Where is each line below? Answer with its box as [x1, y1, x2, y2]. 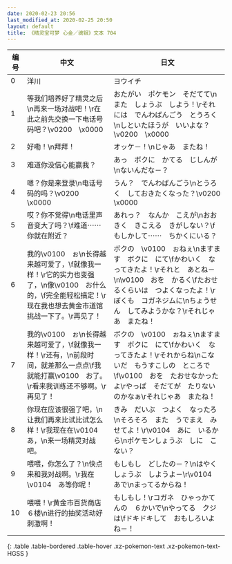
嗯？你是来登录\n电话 [26, 178, 97, 188]
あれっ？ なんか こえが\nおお [113, 210, 217, 220]
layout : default [7, 23, 54, 30]
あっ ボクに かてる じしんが [113, 155, 217, 164]
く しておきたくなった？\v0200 [113, 189, 221, 198]
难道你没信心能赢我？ [26, 160, 97, 170]
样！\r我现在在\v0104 [26, 426, 98, 435]
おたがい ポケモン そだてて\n [113, 89, 217, 99]
